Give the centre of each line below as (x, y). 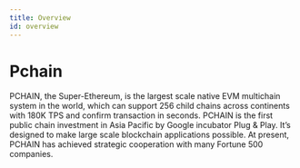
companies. (31, 154)
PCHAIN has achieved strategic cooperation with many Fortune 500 (136, 144)
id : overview (34, 26)
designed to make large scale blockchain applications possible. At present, (149, 135)
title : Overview (40, 18)
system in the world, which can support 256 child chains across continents (150, 106)
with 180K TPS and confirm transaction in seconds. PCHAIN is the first (141, 115)
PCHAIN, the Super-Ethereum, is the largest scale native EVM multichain (145, 96)
